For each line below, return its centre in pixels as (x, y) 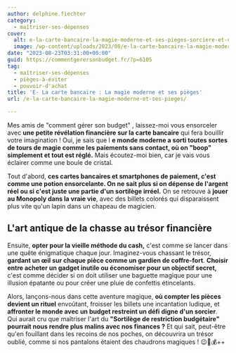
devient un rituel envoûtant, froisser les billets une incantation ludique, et (113, 304)
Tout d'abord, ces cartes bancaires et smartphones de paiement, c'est (112, 176)
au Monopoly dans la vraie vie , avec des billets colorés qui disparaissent (113, 199)
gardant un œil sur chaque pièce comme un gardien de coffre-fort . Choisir (118, 260)
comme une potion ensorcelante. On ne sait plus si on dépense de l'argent (118, 184)
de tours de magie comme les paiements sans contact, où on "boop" (110, 148)
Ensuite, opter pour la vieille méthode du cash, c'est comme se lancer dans (118, 245)
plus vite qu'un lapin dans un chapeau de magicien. (82, 206)
